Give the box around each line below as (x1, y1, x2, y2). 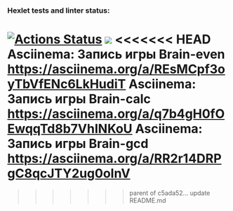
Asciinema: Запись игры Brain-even (7, 46, 226, 62)
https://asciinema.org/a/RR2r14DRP (7, 151, 222, 167)
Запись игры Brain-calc (7, 91, 151, 107)
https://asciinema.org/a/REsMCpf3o (7, 62, 226, 77)
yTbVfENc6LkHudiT (7, 76, 126, 93)
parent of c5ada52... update (129, 189, 211, 197)
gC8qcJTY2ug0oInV (7, 165, 131, 182)
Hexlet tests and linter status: (7, 6, 110, 15)
